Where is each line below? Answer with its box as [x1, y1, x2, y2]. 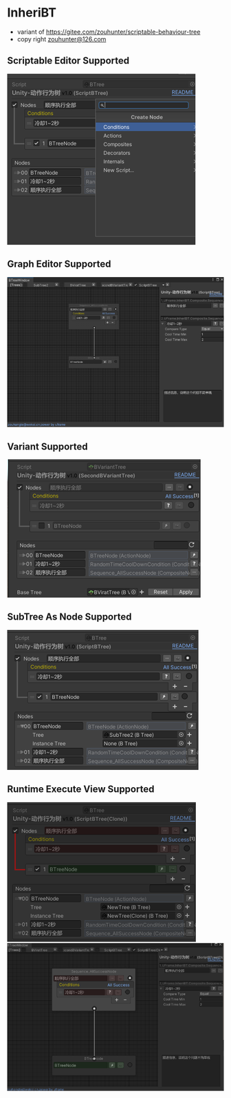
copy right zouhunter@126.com [16, 34, 107, 43]
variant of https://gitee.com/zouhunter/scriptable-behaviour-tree [16, 28, 201, 36]
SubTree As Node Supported [7, 611, 132, 623]
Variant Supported [7, 440, 88, 452]
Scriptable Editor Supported [7, 55, 130, 67]
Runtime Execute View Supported [7, 784, 155, 795]
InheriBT [7, 5, 57, 21]
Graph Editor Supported [7, 258, 111, 270]
